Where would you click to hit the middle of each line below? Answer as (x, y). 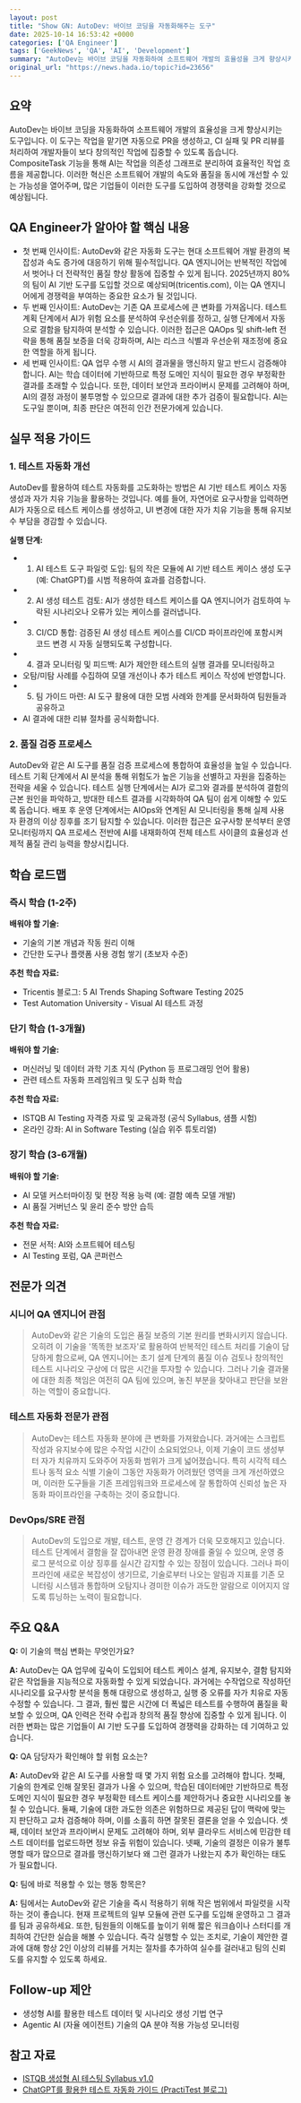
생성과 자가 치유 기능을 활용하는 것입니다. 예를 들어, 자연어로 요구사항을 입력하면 (149, 499)
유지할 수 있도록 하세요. (66, 1959)
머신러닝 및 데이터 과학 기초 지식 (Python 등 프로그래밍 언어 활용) (136, 1069)
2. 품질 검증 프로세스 (51, 745)
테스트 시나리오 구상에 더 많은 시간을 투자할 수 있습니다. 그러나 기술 (148, 1369)
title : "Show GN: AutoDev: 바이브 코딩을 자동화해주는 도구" (112, 26)
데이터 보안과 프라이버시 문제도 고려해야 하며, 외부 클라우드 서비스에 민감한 (151, 1831)
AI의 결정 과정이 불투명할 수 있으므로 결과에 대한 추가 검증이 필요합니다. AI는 (155, 396)
